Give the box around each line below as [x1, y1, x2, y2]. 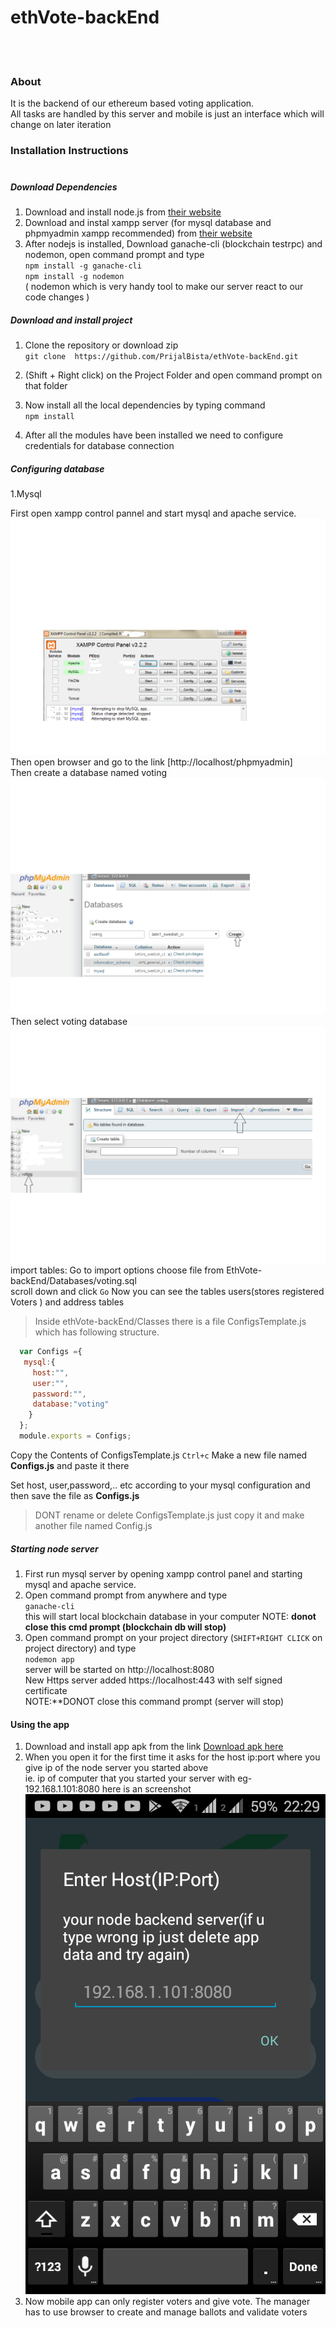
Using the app [10, 1718, 70, 1730]
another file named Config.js [34, 1519, 153, 1531]
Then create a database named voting [10, 767, 168, 779]
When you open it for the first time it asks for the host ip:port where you [24, 1751, 321, 1763]
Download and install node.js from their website [24, 206, 222, 218]
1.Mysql [10, 488, 42, 500]
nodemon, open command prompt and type [24, 249, 205, 261]
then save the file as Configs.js [10, 1489, 140, 1501]
